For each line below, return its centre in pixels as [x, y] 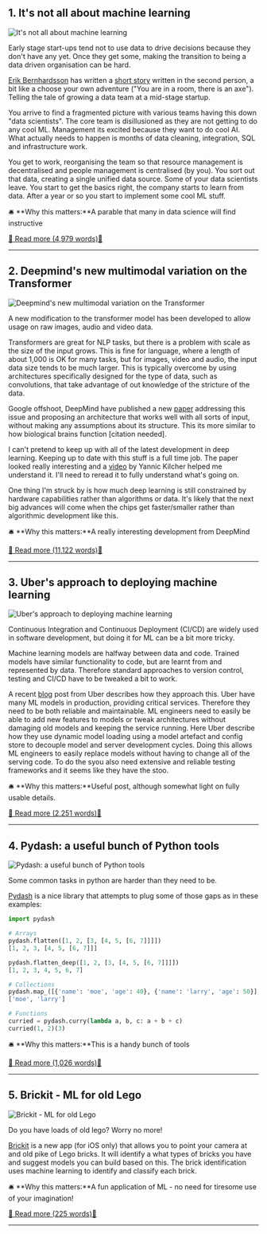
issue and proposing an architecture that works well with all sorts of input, [129, 417]
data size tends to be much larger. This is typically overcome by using [122, 367]
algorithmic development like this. [64, 515]
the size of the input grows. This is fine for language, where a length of [124, 351]
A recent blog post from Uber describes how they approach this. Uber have [132, 694]
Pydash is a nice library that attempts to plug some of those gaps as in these [133, 896]
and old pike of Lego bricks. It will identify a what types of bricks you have [130, 1153]
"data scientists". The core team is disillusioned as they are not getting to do [133, 121]
